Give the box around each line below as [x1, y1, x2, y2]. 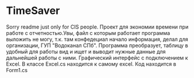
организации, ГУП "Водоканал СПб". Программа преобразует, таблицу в [6, 42, 188, 49]
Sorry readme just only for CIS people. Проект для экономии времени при [6, 23, 189, 30]
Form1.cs [6, 66, 28, 73]
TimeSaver [6, 4, 60, 17]
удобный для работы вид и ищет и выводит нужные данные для [6, 48, 166, 55]
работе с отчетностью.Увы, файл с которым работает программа [6, 29, 171, 36]
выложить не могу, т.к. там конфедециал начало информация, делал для [6, 36, 188, 42]
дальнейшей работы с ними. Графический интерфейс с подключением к [6, 54, 188, 61]
